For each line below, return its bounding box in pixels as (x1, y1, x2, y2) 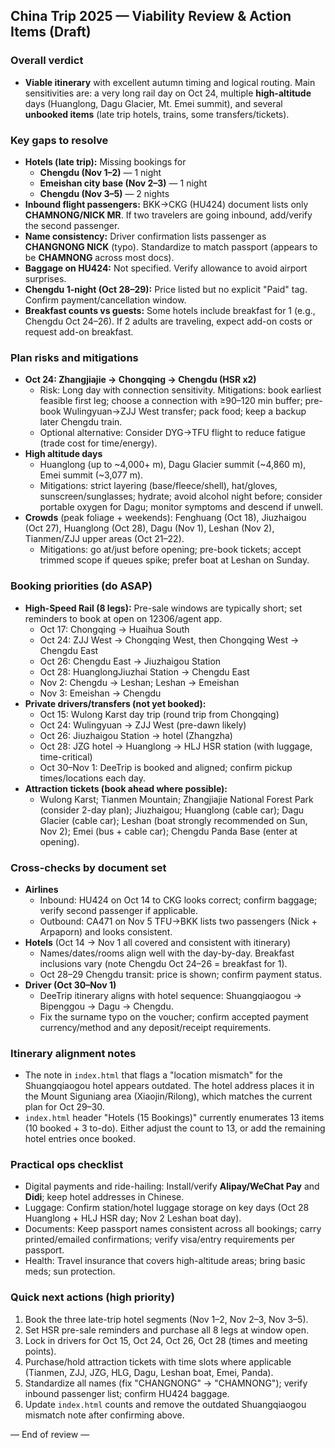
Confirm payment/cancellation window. (24, 294, 187, 306)
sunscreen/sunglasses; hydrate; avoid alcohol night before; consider (39, 490, 323, 503)
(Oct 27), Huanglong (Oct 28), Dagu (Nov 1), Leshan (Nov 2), (24, 522, 275, 534)
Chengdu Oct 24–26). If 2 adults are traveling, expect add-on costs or (24, 315, 313, 327)
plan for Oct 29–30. (24, 1101, 105, 1113)
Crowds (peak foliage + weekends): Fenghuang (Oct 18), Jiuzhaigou (24, 512, 307, 524)
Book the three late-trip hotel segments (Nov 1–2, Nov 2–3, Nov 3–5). (24, 1313, 309, 1325)
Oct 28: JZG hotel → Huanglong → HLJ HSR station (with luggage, (39, 740, 313, 752)
